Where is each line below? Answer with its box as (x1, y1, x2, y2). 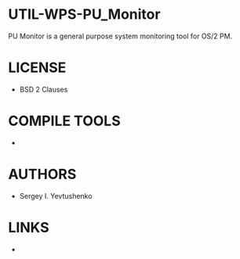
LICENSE (8, 59, 67, 77)
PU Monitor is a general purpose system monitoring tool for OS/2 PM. (8, 31, 233, 41)
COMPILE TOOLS (8, 112, 121, 130)
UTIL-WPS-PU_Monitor (8, 5, 161, 23)
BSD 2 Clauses (19, 85, 68, 94)
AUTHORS (8, 166, 77, 183)
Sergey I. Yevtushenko (19, 191, 93, 200)
